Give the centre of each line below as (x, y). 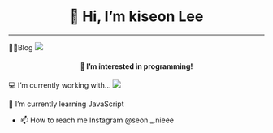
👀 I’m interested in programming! (136, 66)
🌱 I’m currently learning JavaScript (66, 104)
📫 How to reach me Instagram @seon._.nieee (97, 120)
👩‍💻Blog (21, 47)
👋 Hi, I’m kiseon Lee (136, 17)
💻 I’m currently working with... (60, 85)
